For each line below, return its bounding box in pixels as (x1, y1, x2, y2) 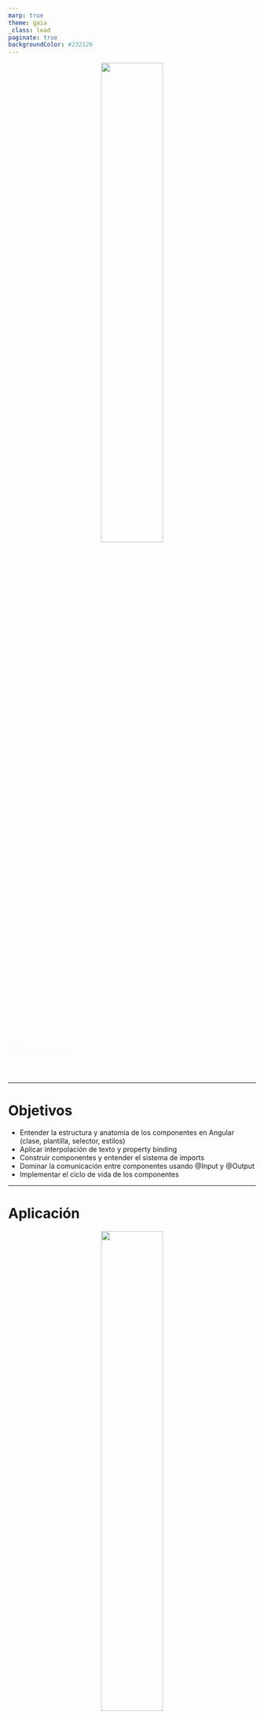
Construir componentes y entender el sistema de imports (19, 1153, 205, 1162)
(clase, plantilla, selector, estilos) (19, 1137, 126, 1145)
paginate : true (8, 33, 58, 42)
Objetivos (8, 1102, 73, 1120)
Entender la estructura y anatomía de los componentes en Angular (19, 1128, 234, 1137)
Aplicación (8, 1205, 80, 1222)
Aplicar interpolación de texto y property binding (19, 1144, 178, 1154)
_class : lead (8, 26, 51, 34)
